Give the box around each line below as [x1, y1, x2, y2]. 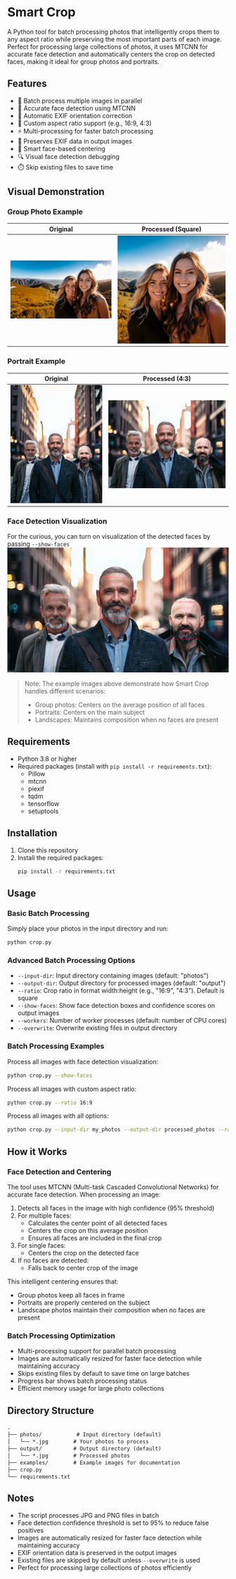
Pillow [27, 769, 46, 778]
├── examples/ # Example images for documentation [7, 1459, 181, 1466]
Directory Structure [7, 1405, 95, 1417]
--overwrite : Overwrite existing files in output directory [17, 1024, 178, 1033]
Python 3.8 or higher [17, 754, 77, 763]
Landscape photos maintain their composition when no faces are [17, 1305, 206, 1314]
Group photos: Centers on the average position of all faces [34, 701, 205, 709]
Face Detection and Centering [7, 1167, 112, 1177]
